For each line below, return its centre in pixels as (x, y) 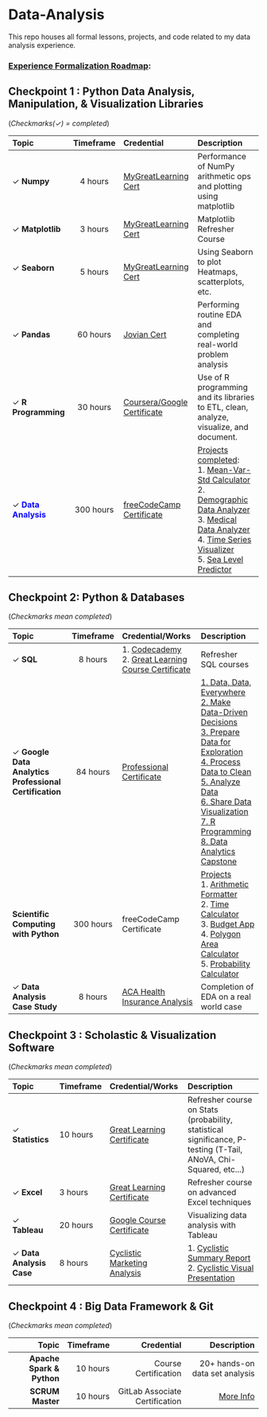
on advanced (212, 1193)
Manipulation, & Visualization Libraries (106, 104)
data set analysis (223, 1373)
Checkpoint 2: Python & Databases (97, 597)
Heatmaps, (218, 271)
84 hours (93, 772)
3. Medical (217, 519)
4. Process (221, 762)
